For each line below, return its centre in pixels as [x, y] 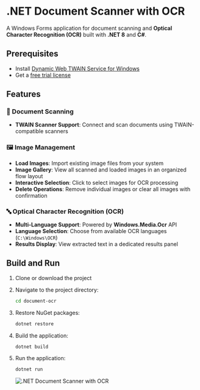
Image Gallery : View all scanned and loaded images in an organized [101, 170]
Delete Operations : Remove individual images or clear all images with [103, 189]
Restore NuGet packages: [48, 312]
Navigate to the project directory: [57, 290]
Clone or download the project [53, 278]
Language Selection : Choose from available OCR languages [91, 231]
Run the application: [40, 358]
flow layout [29, 176]
